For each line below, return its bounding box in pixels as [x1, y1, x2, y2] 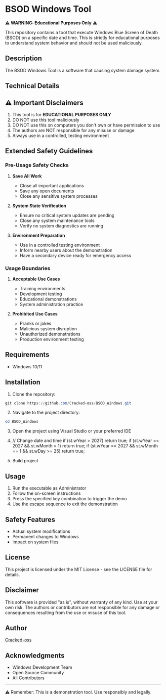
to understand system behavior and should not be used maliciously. [5, 40, 143, 45]
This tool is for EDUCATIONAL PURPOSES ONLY [12, 111, 111, 117]
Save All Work [12, 173, 42, 179]
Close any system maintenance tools [19, 218, 95, 223]
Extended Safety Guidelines [5, 147, 93, 155]
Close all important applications [19, 182, 84, 188]
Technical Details [5, 82, 60, 90]
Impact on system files [12, 539, 59, 545]
